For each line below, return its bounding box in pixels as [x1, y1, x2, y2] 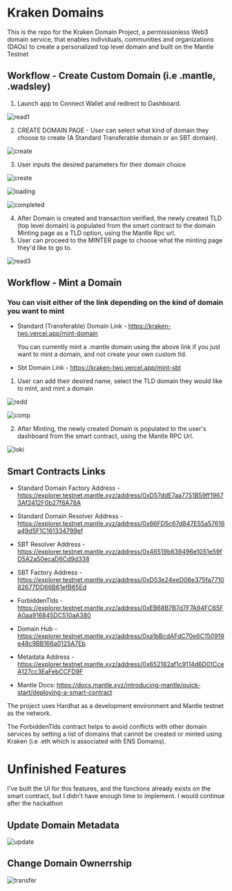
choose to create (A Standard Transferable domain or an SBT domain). [17, 133, 218, 141]
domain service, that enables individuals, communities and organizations [7, 35, 214, 43]
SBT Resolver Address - [17, 540, 86, 549]
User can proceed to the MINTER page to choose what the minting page [17, 236, 223, 244]
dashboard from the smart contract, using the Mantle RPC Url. [17, 432, 194, 441]
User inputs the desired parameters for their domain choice [17, 160, 186, 168]
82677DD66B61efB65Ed [17, 583, 87, 592]
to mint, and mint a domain [17, 385, 93, 393]
